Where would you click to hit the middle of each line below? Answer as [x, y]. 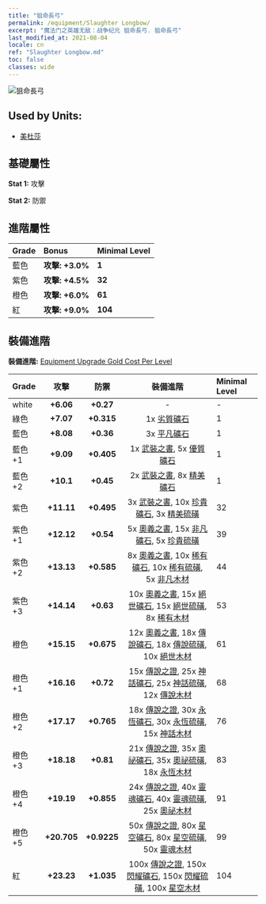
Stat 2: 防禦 [27, 201]
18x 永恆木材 [167, 772]
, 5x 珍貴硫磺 [175, 541]
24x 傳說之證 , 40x [162, 787]
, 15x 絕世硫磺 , [179, 606]
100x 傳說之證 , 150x [167, 864]
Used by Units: [45, 116]
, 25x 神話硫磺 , [179, 683]
